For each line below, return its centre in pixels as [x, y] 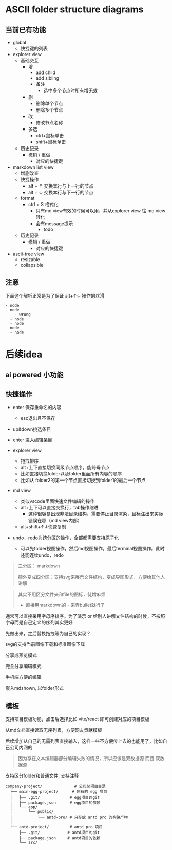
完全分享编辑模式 [23, 666]
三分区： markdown [39, 566]
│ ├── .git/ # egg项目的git [55, 798]
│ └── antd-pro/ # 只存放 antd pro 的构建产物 [69, 817]
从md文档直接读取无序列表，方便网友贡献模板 [54, 730]
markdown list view [33, 167]
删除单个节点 [49, 103]
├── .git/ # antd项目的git [59, 833]
